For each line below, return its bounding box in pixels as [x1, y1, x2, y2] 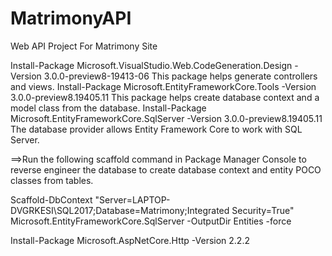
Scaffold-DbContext [10, 193, 93, 206]
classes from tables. [10, 174, 94, 186]
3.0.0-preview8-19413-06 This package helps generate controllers [43, 70, 318, 82]
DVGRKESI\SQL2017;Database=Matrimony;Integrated [10, 204, 230, 216]
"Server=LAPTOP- [94, 193, 171, 206]
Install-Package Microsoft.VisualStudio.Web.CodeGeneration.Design [10, 59, 293, 71]
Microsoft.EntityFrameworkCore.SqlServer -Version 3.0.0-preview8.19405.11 [10, 112, 323, 124]
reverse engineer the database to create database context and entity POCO [10, 163, 322, 176]
